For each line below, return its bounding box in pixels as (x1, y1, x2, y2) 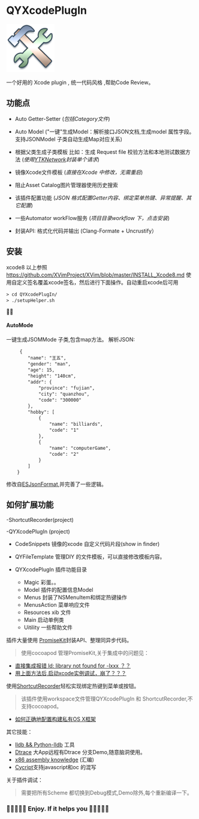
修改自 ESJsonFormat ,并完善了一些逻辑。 (6, 480, 107, 488)
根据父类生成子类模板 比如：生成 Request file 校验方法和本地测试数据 (14, 148, 186, 155)
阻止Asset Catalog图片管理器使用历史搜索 (14, 181, 118, 188)
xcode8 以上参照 (6, 263, 48, 271)
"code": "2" (49, 451, 79, 457)
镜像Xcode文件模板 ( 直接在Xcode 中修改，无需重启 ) (14, 168, 143, 176)
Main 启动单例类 (23, 616, 64, 623)
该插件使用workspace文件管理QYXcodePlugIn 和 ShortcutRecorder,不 (20, 695, 193, 702)
